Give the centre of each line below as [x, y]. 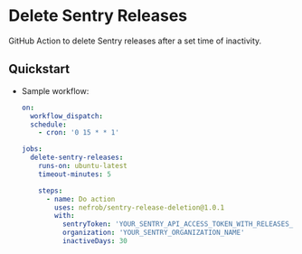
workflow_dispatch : [66, 116]
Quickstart [39, 69]
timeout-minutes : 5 [75, 174]
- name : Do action [80, 199]
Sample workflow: [55, 90]
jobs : [32, 149]
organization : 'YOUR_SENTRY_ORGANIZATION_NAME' [153, 233]
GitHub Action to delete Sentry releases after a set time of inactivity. [135, 41]
